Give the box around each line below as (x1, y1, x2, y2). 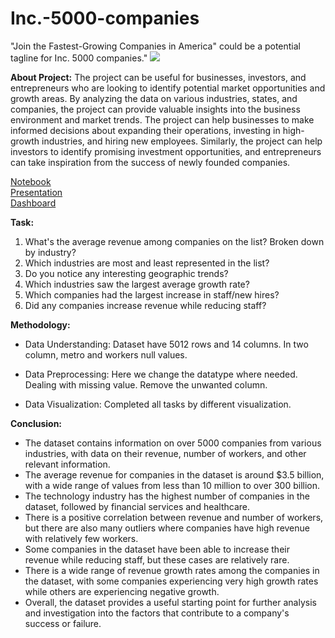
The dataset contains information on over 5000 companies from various (24, 437, 322, 449)
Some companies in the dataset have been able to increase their (24, 543, 290, 555)
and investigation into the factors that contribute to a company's (24, 607, 290, 619)
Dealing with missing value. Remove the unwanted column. (24, 378, 268, 391)
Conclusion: (10, 417, 63, 429)
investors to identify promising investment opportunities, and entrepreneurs (10, 145, 322, 157)
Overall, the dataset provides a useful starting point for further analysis (24, 596, 317, 608)
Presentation (10, 186, 63, 198)
